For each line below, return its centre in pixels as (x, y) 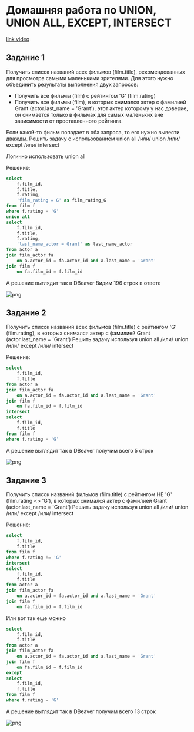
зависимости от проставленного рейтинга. (69, 121)
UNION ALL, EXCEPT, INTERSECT (89, 23)
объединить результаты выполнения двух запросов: (72, 84)
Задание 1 (26, 57)
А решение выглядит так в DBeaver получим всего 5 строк (80, 450)
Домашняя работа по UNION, (81, 10)
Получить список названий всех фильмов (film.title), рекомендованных (96, 72)
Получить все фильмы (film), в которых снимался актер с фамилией (100, 102)
